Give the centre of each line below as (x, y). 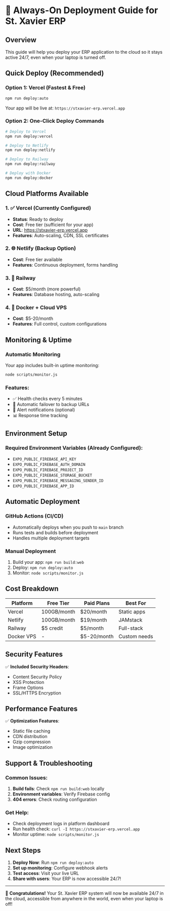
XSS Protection (28, 682)
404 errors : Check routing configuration (55, 799)
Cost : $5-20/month (33, 318)
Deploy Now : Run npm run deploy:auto (53, 863)
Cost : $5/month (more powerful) (47, 289)
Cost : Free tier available (37, 259)
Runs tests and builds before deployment (55, 532)
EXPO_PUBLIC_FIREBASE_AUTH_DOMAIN (49, 464)
